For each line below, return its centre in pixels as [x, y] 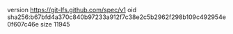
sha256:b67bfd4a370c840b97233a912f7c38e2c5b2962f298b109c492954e [116, 17]
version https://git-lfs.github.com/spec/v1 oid [72, 10]
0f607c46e [23, 24]
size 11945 [56, 24]
